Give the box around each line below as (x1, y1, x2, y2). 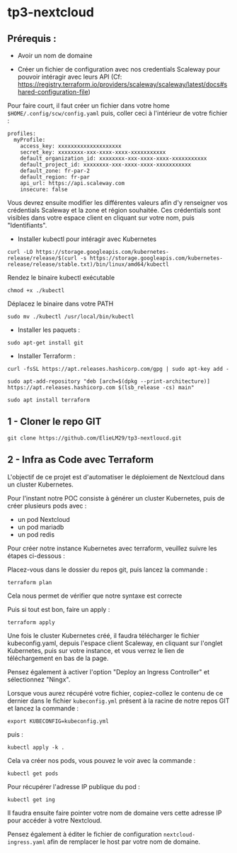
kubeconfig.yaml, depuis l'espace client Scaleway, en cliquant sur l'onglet (7, 639, 223, 647)
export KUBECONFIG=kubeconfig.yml (7, 718, 110, 725)
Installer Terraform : (17, 352, 76, 360)
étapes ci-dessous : (7, 551, 66, 560)
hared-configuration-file (17, 88, 88, 96)
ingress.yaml (7, 838, 46, 846)
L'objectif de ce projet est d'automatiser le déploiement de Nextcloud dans (7, 472, 225, 481)
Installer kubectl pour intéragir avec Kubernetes (17, 235, 157, 243)
